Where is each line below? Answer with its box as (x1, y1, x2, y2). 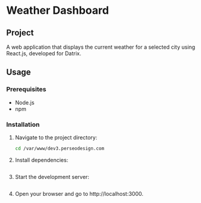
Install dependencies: (14, 156, 69, 163)
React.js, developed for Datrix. (6, 50, 81, 57)
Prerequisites (6, 85, 46, 94)
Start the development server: (14, 173, 90, 180)
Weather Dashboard (6, 4, 110, 17)
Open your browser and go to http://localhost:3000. (14, 190, 144, 197)
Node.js (14, 98, 35, 106)
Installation (6, 120, 40, 129)
